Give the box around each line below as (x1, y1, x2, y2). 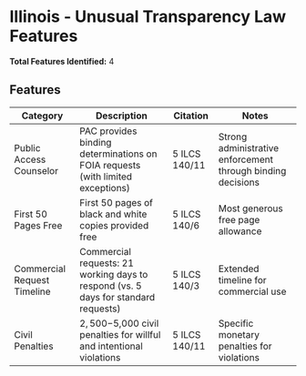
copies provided (79, 218, 149, 231)
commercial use (218, 285, 287, 298)
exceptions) (79, 181, 130, 194)
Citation (172, 109, 209, 122)
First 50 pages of (79, 196, 153, 208)
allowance (218, 225, 262, 238)
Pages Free (14, 218, 63, 231)
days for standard (79, 290, 156, 303)
